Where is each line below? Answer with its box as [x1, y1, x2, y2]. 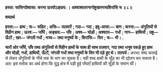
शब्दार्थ [5, 14, 15, 20]
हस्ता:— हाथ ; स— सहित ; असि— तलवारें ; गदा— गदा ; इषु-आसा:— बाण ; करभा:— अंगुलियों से [5, 24, 157, 29]
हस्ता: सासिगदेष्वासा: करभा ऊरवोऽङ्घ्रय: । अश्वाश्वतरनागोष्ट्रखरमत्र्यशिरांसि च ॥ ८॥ [5, 5, 132, 10]
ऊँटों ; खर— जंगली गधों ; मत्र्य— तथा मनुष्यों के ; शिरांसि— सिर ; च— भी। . [5, 35, 124, 41]
